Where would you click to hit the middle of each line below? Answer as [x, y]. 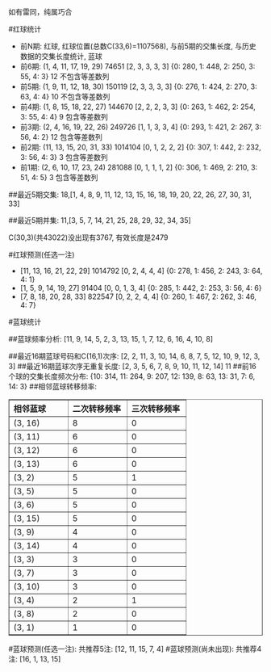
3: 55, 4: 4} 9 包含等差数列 [64, 117]
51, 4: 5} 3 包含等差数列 [59, 177]
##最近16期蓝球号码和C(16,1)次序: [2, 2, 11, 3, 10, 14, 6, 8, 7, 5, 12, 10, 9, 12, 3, [134, 356]
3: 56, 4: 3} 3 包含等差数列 [64, 157]
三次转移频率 [156, 409]
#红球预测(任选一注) [42, 254]
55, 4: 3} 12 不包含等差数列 [65, 76]
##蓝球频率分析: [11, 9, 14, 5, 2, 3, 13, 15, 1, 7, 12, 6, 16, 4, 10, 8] [111, 339]
